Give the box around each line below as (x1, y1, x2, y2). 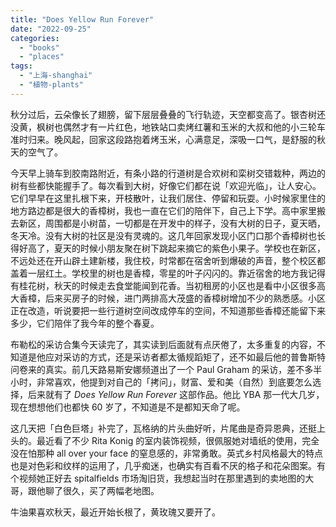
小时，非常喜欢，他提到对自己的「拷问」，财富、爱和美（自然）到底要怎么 (10, 376, 313, 388)
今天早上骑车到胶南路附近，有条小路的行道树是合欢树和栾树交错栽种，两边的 (10, 167, 326, 179)
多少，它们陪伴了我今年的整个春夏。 (10, 317, 160, 329)
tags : (10, 61, 33, 71)
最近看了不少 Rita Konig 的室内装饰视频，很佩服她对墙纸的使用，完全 (36, 434, 320, 446)
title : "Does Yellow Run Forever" (10, 14, 155, 25)
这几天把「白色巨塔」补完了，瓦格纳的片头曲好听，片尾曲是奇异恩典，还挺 (10, 422, 317, 434)
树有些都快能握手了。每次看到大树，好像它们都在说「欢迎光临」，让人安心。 (10, 179, 322, 191)
